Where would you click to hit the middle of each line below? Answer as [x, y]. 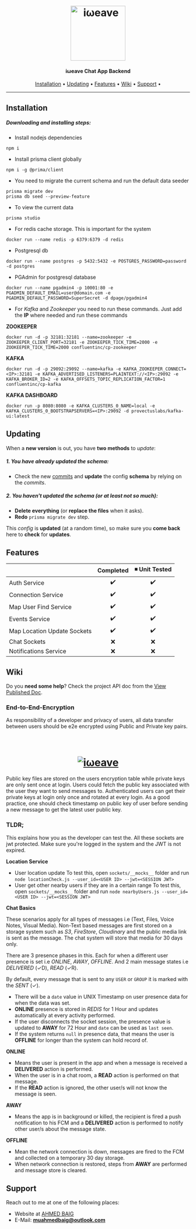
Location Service [27, 861]
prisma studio [23, 218]
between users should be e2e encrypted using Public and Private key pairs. [97, 726]
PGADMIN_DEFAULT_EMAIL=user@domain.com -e [58, 293]
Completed [113, 570]
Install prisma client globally [48, 159]
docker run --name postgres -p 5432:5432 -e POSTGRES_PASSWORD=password [96, 261]
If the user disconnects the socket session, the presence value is [92, 1021]
